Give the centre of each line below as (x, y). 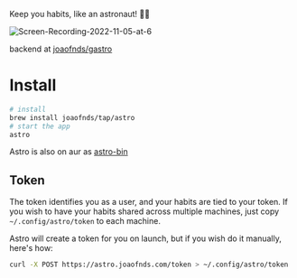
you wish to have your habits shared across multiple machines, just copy (144, 211)
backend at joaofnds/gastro (61, 49)
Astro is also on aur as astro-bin (69, 152)
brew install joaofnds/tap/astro (72, 117)
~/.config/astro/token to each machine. (85, 221)
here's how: (31, 248)
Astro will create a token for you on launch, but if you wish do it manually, (145, 238)
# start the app (40, 126)
